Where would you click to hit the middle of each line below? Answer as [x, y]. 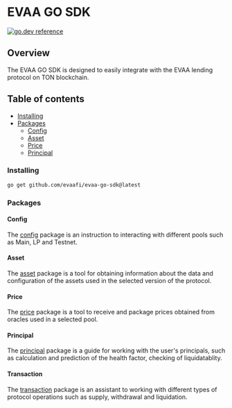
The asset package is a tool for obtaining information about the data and [110, 273]
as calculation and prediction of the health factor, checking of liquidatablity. [115, 358]
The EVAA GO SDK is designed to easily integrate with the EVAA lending [110, 69]
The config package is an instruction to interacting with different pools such [115, 235]
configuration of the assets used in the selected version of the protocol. [109, 281]
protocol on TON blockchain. [48, 77]
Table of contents [46, 99]
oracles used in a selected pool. [53, 319]
